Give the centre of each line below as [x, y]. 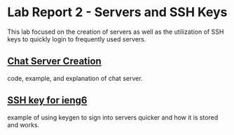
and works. [23, 124]
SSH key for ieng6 [47, 100]
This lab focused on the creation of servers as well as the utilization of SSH [116, 32]
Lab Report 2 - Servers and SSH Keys [117, 12]
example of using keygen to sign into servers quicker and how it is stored [113, 117]
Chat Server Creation [54, 62]
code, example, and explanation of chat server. [75, 78]
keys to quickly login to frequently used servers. [77, 39]
